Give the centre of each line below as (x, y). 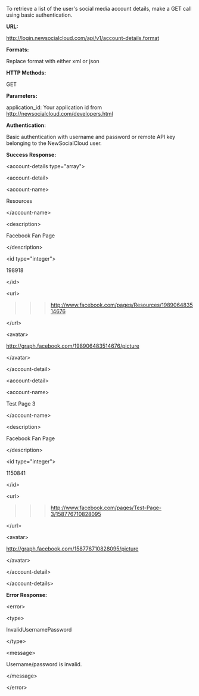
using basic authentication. (39, 15)
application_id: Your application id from (54, 107)
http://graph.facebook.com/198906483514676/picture (73, 346)
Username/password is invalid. (44, 664)
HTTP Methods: (26, 73)
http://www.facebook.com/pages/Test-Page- (106, 508)
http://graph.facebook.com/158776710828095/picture (72, 549)
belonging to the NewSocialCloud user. (54, 143)
